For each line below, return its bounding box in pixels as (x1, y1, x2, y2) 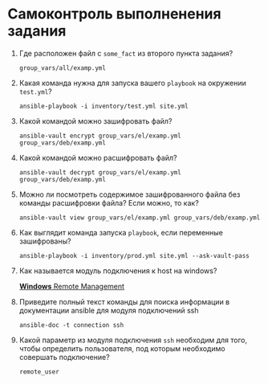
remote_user (18, 367, 59, 376)
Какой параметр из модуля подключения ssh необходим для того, (18, 335, 248, 345)
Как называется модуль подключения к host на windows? (18, 266, 217, 276)
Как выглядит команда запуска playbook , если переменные (18, 227, 224, 237)
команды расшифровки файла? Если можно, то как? (18, 198, 200, 207)
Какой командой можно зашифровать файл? (18, 116, 173, 125)
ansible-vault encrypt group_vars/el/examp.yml (18, 132, 181, 140)
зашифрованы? (18, 236, 71, 246)
